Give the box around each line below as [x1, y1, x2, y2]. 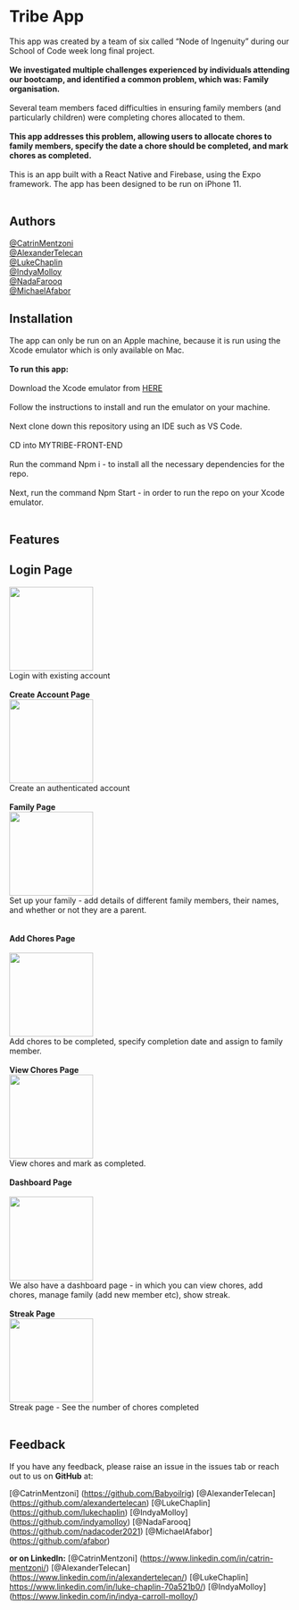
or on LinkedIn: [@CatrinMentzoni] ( [9, 1553, 143, 1563]
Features [9, 532, 60, 547]
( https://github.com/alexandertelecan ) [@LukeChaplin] [9, 1497, 212, 1508]
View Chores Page [9, 1064, 79, 1075]
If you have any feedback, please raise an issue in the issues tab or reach [9, 1461, 279, 1471]
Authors [9, 214, 56, 229]
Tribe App [9, 6, 85, 27]
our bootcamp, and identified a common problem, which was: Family [9, 73, 270, 84]
